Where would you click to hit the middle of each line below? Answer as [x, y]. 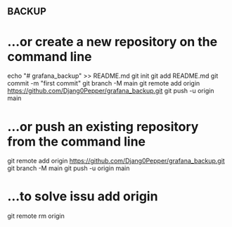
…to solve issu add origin [83, 197]
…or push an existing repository [103, 126]
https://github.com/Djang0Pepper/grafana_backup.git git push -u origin [111, 91]
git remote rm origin [36, 216]
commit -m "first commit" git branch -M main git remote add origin [104, 83]
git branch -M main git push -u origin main [69, 168]
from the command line [77, 141]
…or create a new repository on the [112, 42]
